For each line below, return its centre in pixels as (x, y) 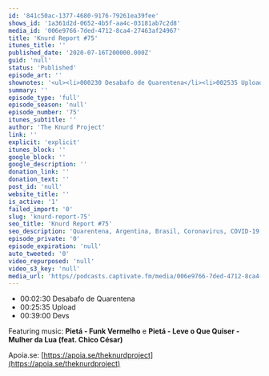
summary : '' (28, 90)
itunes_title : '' (37, 46)
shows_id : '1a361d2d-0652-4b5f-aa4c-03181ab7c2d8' (94, 23)
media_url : (26, 276)
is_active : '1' (34, 202)
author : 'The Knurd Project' (57, 127)
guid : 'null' (30, 61)
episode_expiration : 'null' (55, 246)
